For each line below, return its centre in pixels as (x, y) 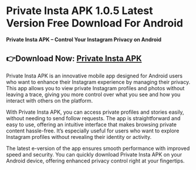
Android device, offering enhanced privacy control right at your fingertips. (95, 161)
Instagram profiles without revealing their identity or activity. (79, 137)
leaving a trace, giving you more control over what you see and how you (93, 94)
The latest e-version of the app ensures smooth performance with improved (98, 148)
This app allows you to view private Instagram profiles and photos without (95, 88)
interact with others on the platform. (50, 100)
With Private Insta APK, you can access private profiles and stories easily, (95, 112)
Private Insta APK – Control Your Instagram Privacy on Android (84, 39)
